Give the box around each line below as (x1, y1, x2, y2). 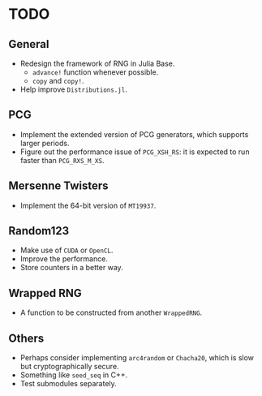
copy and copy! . (32, 76, 84, 85)
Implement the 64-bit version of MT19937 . (19, 200, 157, 210)
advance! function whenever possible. (32, 67, 159, 77)
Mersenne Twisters (8, 179, 109, 193)
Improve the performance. (19, 254, 108, 264)
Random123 (8, 224, 70, 238)
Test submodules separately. (19, 379, 118, 389)
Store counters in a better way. (19, 263, 123, 273)
